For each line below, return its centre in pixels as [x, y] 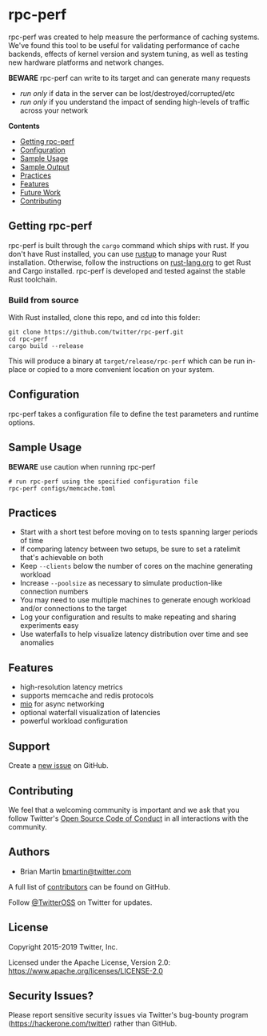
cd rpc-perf [28, 339]
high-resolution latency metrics [71, 687]
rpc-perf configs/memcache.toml [62, 488]
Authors [29, 852]
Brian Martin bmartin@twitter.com [76, 871]
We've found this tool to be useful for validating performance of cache [124, 45]
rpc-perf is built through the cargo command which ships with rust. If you [129, 245]
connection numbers [54, 592]
